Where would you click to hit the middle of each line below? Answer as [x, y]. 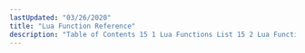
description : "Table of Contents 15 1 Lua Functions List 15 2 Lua [140, 34]
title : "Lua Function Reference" [73, 26]
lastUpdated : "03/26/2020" [60, 18]
